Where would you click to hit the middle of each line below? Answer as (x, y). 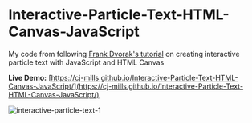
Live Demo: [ (30, 77)
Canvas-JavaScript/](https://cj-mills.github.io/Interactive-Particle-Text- (126, 86)
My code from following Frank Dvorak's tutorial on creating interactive (124, 54)
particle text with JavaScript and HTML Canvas (86, 62)
